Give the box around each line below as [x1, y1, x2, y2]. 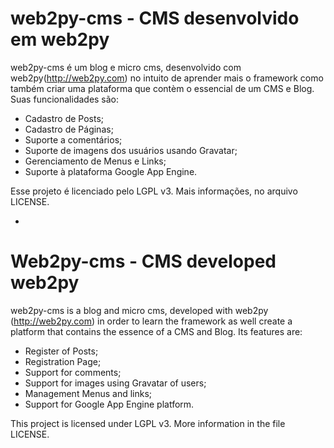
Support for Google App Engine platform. [24, 398, 195, 410]
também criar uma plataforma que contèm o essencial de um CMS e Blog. [10, 82, 315, 94]
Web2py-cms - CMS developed [10, 250, 277, 273]
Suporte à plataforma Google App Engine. [24, 165, 198, 177]
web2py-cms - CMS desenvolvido [10, 7, 300, 30]
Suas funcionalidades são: [10, 93, 120, 105]
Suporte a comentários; [24, 133, 123, 146]
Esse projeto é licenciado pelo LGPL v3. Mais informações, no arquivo [10, 185, 298, 197]
